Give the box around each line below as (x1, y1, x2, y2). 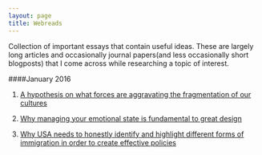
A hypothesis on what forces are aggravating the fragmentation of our (19, 89, 252, 99)
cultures (19, 98, 48, 108)
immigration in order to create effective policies (19, 137, 176, 147)
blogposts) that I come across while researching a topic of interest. (8, 58, 230, 68)
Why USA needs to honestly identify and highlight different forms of (19, 129, 244, 139)
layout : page (8, 11, 52, 20)
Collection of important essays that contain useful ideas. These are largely (8, 41, 254, 51)
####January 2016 (8, 74, 71, 84)
